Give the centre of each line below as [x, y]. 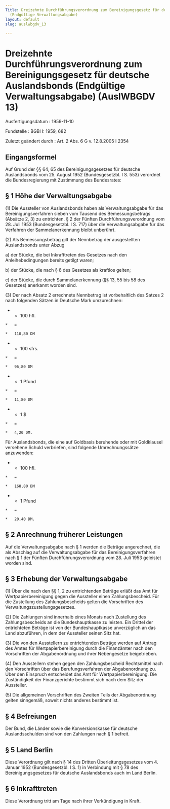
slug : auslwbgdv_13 [26, 24]
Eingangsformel [31, 157]
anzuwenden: [19, 453]
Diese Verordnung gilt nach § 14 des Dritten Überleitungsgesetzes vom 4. [82, 762]
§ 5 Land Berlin [29, 750]
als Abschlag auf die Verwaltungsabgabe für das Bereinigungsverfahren [80, 552]
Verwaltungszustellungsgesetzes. [40, 607]
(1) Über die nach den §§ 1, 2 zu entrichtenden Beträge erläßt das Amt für [82, 591]
